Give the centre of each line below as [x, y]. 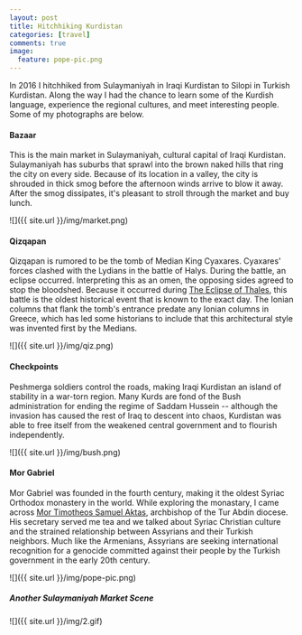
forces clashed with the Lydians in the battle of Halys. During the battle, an [148, 271]
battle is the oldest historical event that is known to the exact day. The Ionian [151, 300]
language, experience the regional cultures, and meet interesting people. [144, 104]
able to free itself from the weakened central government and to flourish [143, 425]
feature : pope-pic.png [60, 60]
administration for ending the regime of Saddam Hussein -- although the [143, 406]
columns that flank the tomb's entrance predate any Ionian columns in [139, 309]
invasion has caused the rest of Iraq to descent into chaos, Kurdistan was [146, 416]
